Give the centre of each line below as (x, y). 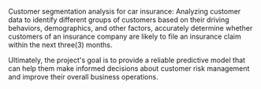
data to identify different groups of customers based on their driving (119, 20)
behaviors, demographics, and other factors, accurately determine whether (130, 28)
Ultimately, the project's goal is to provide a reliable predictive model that (127, 60)
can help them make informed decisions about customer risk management (129, 69)
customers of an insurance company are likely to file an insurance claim (125, 36)
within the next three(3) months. (60, 45)
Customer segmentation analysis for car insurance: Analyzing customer (125, 11)
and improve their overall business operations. (84, 77)
